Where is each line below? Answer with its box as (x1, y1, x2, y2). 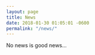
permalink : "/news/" (6, 25, 58, 32)
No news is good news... (6, 42, 67, 49)
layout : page (6, 8, 39, 15)
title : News (6, 14, 36, 20)
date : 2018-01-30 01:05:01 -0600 (6, 20, 90, 26)
